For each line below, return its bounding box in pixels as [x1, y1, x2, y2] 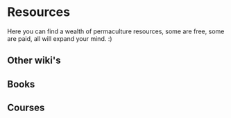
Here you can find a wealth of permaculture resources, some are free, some [7, 27, 225, 35]
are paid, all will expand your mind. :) [7, 34, 112, 42]
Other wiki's [7, 55, 61, 67]
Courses [7, 102, 45, 114]
